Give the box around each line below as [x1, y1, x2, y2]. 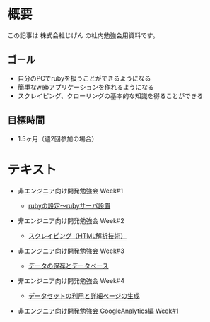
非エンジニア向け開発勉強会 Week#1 [17, 186, 124, 195]
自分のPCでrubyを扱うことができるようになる [17, 73, 151, 82]
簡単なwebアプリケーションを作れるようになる [17, 83, 154, 91]
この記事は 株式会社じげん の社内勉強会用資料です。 [7, 31, 159, 40]
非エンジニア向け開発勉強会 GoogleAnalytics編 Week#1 [17, 306, 179, 315]
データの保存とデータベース [28, 261, 109, 270]
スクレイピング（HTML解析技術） [28, 231, 127, 240]
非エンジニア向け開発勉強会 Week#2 [17, 216, 125, 225]
